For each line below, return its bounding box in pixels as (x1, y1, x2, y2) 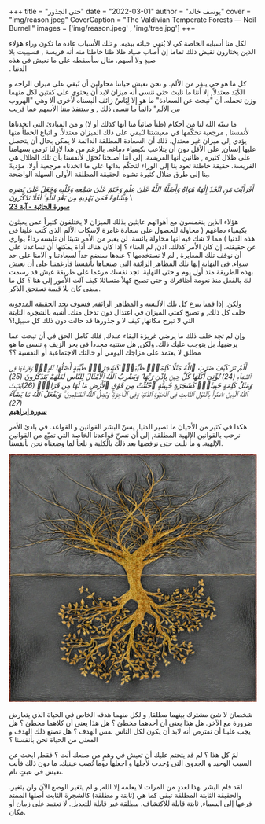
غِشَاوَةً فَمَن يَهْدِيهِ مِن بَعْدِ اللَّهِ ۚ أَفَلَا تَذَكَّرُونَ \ (9, 193, 133, 202)
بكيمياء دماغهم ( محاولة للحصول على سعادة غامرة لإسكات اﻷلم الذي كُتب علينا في (9, 226, 247, 234)
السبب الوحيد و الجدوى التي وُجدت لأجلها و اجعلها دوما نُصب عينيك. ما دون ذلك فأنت (9, 759, 252, 767)
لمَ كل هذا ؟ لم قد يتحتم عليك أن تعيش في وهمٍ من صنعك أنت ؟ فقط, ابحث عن (9, 750, 239, 760)
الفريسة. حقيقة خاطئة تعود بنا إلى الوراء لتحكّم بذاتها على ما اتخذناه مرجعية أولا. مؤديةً (9, 161, 257, 170)
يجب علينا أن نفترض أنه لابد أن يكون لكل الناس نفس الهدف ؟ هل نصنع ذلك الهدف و (9, 727, 251, 736)
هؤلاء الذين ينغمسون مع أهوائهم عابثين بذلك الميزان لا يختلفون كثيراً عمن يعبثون (9, 217, 239, 226)
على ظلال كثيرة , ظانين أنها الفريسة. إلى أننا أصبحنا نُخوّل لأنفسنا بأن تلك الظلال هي (9, 153, 251, 162)
